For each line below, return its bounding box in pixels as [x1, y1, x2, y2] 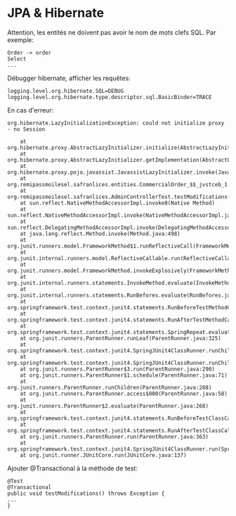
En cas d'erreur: [7, 105, 54, 114]
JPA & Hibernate [7, 5, 104, 21]
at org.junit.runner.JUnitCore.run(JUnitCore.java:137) [20, 451, 188, 458]
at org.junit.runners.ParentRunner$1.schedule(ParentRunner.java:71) [20, 371, 228, 379]
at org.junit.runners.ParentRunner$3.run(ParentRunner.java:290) [20, 366, 216, 373]
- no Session [7, 125, 46, 133]
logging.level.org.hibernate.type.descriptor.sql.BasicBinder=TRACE [7, 93, 212, 101]
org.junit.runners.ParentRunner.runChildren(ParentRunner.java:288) [7, 384, 212, 391]
